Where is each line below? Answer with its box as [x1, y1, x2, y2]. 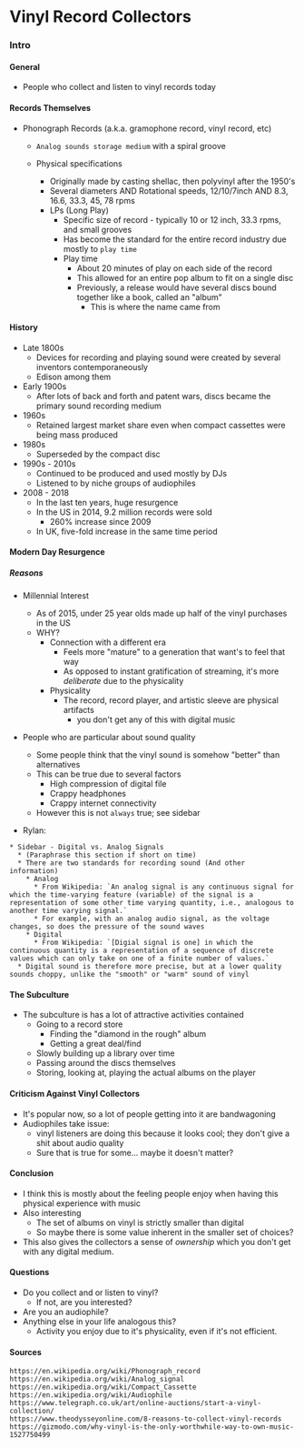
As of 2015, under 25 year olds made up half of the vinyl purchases [35, 608, 288, 619]
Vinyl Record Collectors [9, 6, 192, 27]
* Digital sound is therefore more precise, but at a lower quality [17, 962, 282, 971]
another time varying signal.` [9, 907, 128, 916]
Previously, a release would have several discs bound [76, 282, 277, 293]
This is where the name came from [90, 301, 221, 312]
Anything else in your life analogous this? [22, 1316, 177, 1327]
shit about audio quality [35, 1137, 124, 1148]
